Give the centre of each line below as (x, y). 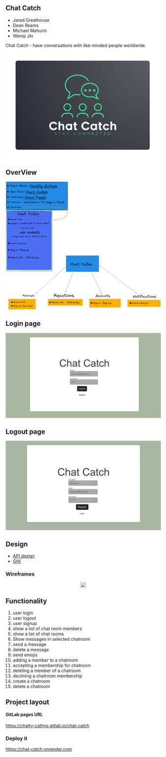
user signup (25, 623)
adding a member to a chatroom (45, 660)
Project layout (28, 702)
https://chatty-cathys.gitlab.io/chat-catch (48, 725)
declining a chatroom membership (48, 676)
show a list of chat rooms (38, 634)
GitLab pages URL (24, 714)
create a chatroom (32, 681)
